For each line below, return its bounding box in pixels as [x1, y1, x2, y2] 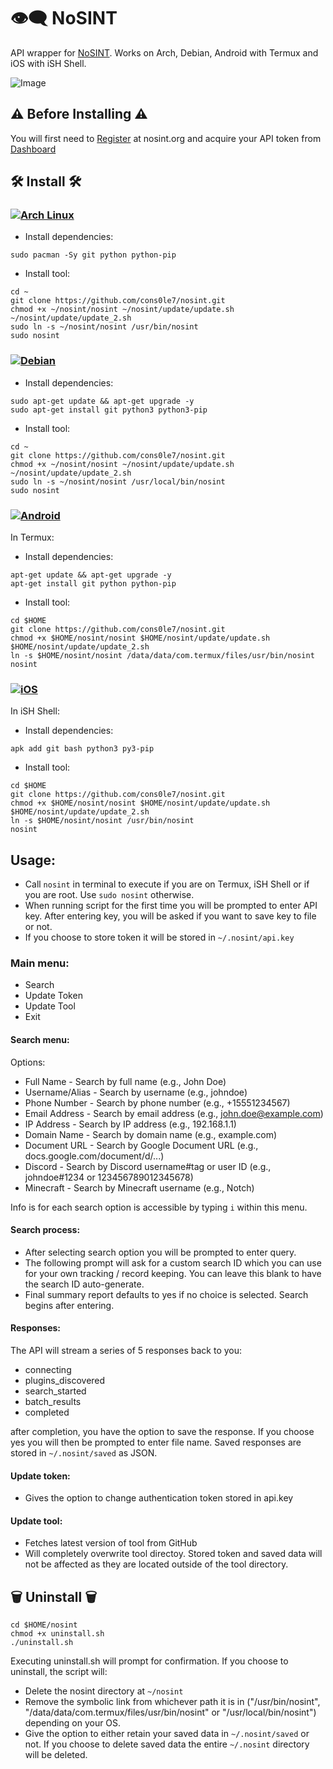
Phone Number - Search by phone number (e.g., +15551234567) [24, 1096, 291, 1109]
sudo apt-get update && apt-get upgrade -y [10, 396, 195, 406]
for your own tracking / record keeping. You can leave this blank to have [24, 1267, 322, 1279]
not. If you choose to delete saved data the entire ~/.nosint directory [24, 1738, 310, 1750]
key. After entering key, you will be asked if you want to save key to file [24, 910, 317, 922]
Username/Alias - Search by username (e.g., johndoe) [24, 1086, 248, 1098]
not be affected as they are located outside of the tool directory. [24, 1558, 289, 1570]
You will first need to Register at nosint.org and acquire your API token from [10, 132, 322, 144]
